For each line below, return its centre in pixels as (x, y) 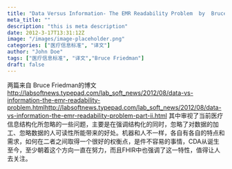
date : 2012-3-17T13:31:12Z (46, 33)
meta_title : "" (29, 20)
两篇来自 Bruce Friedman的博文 (52, 85)
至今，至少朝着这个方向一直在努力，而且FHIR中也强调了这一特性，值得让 (111, 150)
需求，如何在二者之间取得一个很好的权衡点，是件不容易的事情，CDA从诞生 (113, 141)
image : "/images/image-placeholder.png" (66, 39)
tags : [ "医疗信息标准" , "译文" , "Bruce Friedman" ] (76, 58)
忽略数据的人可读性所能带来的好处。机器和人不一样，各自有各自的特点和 (122, 133)
